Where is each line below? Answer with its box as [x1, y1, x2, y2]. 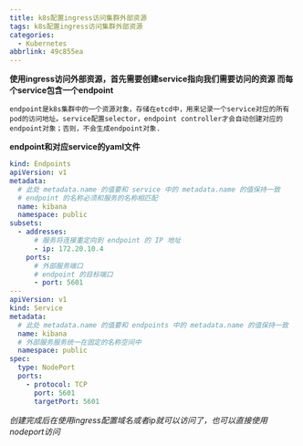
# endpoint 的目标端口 [33, 270, 114, 279]
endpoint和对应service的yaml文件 [9, 141, 141, 152]
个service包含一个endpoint [9, 85, 114, 96]
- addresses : [17, 227, 68, 237]
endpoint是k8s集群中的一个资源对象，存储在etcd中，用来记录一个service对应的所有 [9, 105, 290, 114]
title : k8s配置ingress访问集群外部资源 [9, 13, 148, 23]
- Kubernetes [17, 38, 68, 48]
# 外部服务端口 [33, 261, 84, 270]
